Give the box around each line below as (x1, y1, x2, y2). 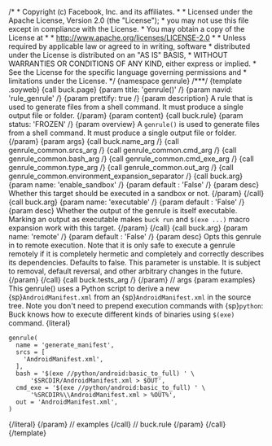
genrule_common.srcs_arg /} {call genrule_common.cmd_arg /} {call (8, 146, 237, 155)
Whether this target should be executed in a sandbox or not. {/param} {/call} (8, 189, 265, 198)
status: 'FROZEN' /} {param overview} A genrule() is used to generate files (8, 120, 261, 129)
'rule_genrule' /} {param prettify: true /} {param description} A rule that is (8, 94, 253, 103)
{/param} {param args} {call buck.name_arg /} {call (8, 137, 179, 146)
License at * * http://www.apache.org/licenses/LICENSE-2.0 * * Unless (8, 33, 247, 42)
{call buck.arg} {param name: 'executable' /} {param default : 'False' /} (8, 197, 245, 207)
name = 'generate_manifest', (15, 341, 115, 349)
